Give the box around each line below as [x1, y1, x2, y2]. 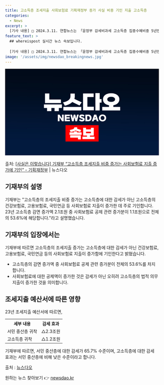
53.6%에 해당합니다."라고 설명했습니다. [10, 215, 85, 221]
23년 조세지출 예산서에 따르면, [5, 309, 62, 315]
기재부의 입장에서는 [5, 230, 60, 239]
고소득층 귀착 [7, 336, 33, 342]
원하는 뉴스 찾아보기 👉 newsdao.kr [5, 375, 74, 381]
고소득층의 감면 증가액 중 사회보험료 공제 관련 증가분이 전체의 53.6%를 [12, 261, 146, 267]
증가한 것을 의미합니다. [25, 279, 69, 285]
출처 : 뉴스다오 [5, 364, 33, 370]
